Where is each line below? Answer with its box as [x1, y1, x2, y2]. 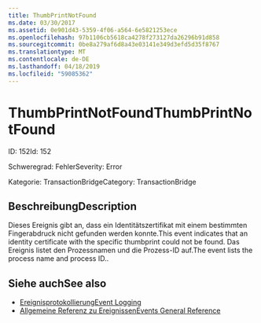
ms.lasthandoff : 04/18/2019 [8, 63, 101, 71]
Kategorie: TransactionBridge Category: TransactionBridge [8, 177, 197, 186]
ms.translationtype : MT [8, 48, 86, 56]
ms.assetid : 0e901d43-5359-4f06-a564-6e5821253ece [8, 26, 178, 34]
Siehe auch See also [8, 277, 107, 290]
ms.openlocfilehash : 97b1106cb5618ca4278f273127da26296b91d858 [8, 33, 220, 42]
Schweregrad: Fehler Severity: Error [8, 162, 123, 171]
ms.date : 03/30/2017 [8, 19, 76, 27]
